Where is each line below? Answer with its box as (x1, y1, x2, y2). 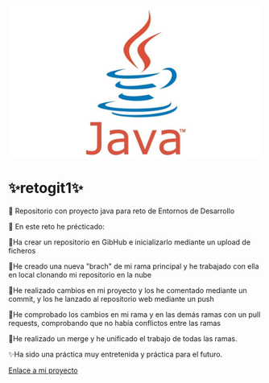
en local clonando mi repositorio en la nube (8, 270, 151, 280)
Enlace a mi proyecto (8, 365, 78, 376)
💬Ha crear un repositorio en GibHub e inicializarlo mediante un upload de (8, 237, 251, 247)
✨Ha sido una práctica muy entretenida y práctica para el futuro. (8, 349, 223, 360)
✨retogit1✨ (8, 179, 84, 197)
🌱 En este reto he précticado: (8, 222, 105, 232)
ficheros (8, 246, 36, 256)
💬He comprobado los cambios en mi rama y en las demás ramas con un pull (8, 310, 261, 319)
